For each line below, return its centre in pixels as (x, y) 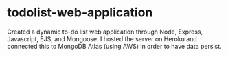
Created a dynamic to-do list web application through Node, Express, (105, 32)
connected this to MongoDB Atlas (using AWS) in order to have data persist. (114, 46)
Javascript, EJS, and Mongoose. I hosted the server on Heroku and (102, 38)
